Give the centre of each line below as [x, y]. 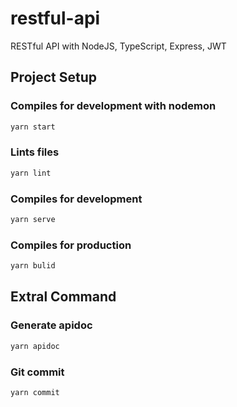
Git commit [37, 372]
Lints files [35, 152]
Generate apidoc [51, 325]
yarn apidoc [35, 346]
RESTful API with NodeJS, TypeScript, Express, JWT [118, 46]
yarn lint [31, 173]
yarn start [33, 127]
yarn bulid [33, 266]
